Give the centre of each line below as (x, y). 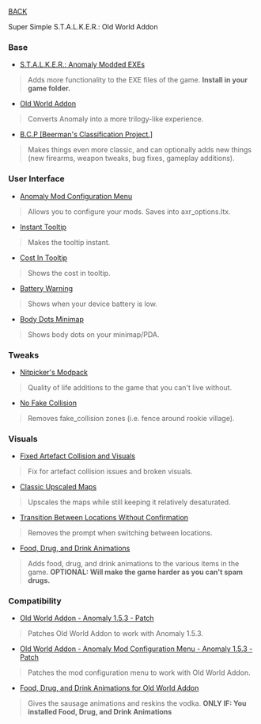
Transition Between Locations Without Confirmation (104, 518)
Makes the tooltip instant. (69, 242)
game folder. (49, 88)
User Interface (36, 179)
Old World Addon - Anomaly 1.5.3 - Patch (87, 619)
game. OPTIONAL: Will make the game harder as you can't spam (135, 572)
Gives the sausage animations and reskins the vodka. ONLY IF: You (137, 703)
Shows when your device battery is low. (93, 304)
